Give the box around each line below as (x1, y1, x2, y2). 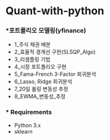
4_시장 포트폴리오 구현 (14, 63, 67, 71)
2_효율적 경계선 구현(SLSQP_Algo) (14, 49, 96, 56)
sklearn (14, 128, 33, 135)
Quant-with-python (5, 4, 105, 18)
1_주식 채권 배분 (14, 41, 51, 48)
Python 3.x (14, 122, 41, 129)
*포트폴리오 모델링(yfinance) (5, 27, 87, 35)
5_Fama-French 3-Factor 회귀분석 (14, 71, 96, 78)
